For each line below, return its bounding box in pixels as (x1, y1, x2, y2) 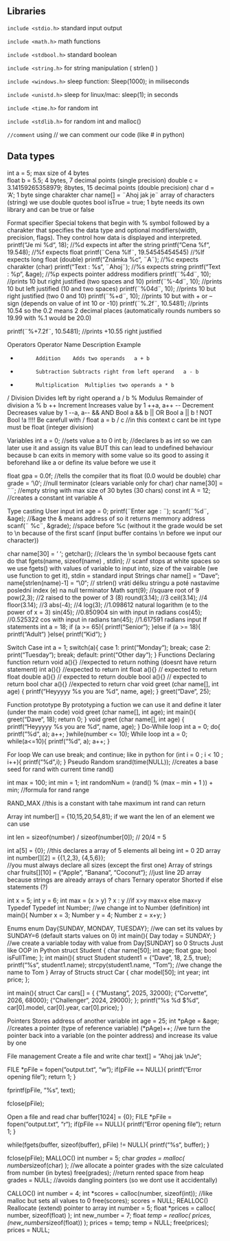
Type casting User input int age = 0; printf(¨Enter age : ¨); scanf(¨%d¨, (7, 507, 209, 515)
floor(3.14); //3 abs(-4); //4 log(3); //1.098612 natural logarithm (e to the (7, 600, 209, 608)
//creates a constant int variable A (7, 494, 103, 502)
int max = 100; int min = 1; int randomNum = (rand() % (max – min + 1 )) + (7, 778, 214, 787)
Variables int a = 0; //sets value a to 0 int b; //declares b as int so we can (7, 436, 211, 445)
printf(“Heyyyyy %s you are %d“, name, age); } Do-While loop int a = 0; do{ (7, 722, 221, 730)
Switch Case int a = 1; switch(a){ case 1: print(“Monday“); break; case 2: (7, 643, 211, 651)
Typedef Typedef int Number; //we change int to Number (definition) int (7, 903, 209, 911)
